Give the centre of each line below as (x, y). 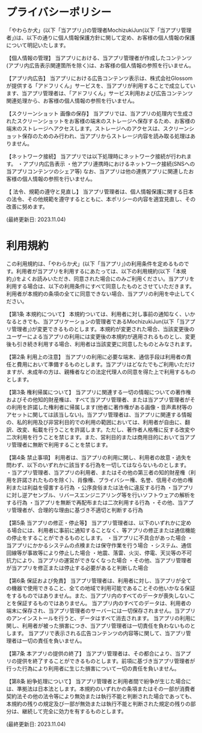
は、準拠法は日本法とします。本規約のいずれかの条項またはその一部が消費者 (101, 689)
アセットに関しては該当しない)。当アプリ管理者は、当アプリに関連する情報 (99, 415)
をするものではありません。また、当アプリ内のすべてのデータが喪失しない (98, 595)
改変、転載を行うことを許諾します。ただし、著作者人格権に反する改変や (106, 430)
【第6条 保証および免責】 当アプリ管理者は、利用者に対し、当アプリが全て (99, 580)
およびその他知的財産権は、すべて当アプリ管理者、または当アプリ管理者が (98, 400)
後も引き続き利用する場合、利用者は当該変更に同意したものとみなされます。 (101, 344)
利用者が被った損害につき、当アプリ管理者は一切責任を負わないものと (109, 625)
